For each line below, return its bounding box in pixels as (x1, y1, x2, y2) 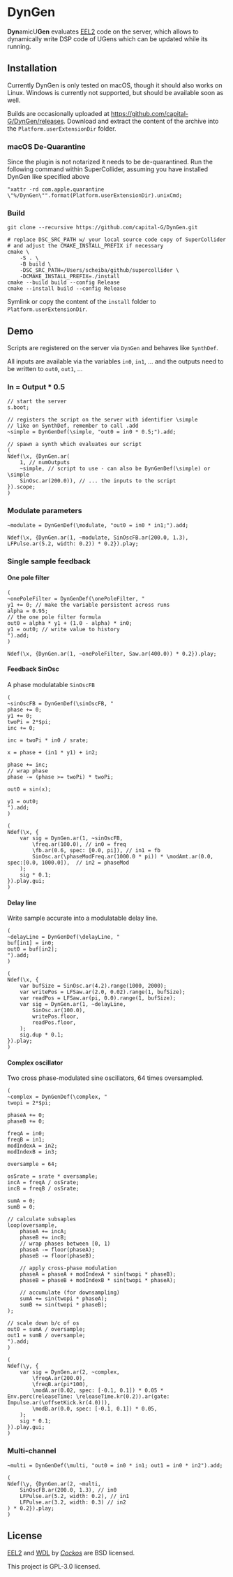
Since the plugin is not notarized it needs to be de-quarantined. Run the (7, 158, 213, 166)
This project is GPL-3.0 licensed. (7, 1562, 101, 1570)
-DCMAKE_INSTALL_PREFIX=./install (20, 273, 120, 280)
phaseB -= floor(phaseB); (20, 1253, 96, 1260)
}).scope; (7, 484, 36, 491)
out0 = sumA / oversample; (7, 1326, 86, 1333)
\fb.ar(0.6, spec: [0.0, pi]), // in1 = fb (32, 847, 160, 854)
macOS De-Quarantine (7, 141, 86, 151)
